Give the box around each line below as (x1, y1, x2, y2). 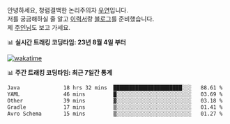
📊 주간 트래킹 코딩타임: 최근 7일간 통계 (7, 69, 113, 76)
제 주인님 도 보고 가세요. (7, 24, 71, 31)
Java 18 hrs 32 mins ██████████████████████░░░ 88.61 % (7, 85, 223, 91)
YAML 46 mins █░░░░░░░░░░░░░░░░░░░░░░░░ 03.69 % (7, 91, 223, 98)
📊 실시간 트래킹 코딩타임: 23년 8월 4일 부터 (7, 38, 127, 46)
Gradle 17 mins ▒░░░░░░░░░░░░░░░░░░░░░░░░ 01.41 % (7, 103, 223, 111)
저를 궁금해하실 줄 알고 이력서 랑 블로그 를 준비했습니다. (7, 15, 155, 23)
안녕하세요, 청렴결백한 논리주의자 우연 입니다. (7, 6, 129, 14)
